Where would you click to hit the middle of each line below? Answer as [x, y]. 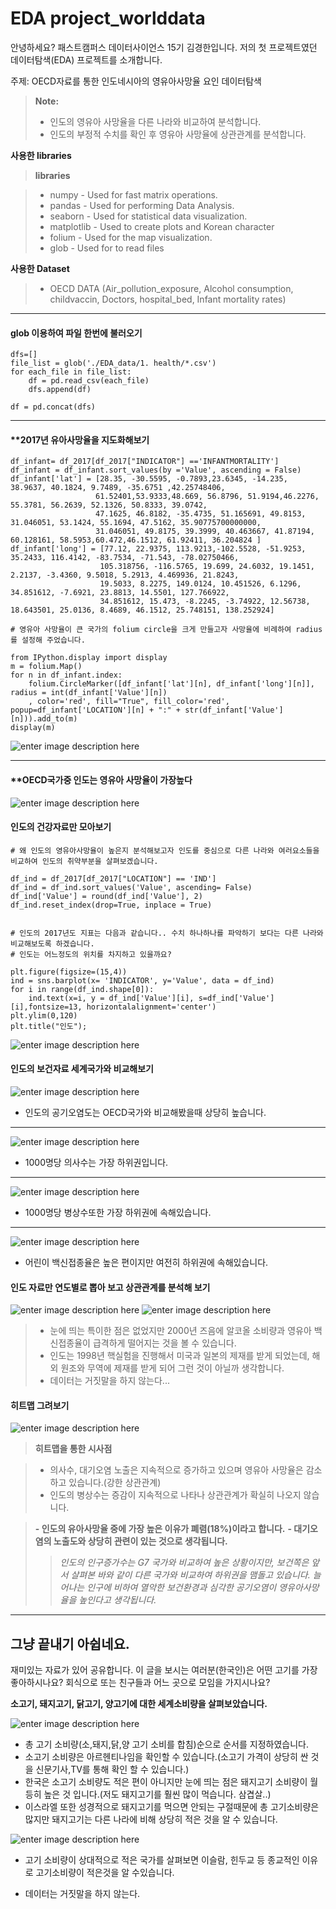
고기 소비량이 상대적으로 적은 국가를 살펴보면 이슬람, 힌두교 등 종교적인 [162, 1860]
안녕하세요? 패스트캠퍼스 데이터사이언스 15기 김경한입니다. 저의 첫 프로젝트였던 [164, 47]
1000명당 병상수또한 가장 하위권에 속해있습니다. [118, 1212]
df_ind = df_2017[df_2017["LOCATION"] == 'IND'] [113, 878]
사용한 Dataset [40, 268]
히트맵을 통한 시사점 [73, 1449]
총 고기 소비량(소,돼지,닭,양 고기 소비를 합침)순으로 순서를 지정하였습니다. [166, 1744]
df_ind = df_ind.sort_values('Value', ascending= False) [131, 887]
